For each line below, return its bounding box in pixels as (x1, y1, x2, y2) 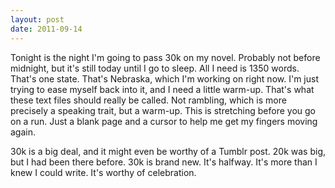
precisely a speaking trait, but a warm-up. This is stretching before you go (10, 104, 316, 116)
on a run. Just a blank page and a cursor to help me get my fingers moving (10, 115, 318, 127)
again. (10, 126, 37, 138)
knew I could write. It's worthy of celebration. (10, 166, 197, 178)
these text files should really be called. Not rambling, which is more (10, 94, 287, 106)
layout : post (10, 14, 65, 25)
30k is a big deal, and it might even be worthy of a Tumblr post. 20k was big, (10, 145, 327, 157)
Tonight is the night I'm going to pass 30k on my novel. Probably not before (10, 51, 321, 63)
